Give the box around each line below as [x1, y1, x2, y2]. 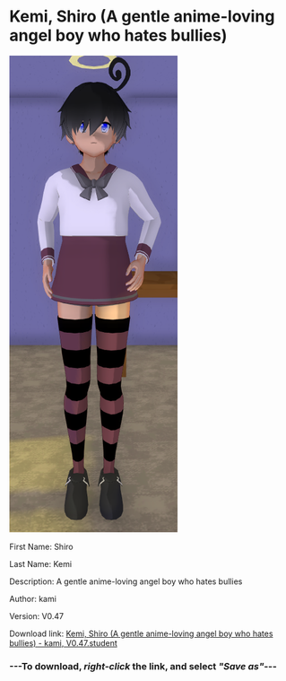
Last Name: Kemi [9, 558, 73, 569]
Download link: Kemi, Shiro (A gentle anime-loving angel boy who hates [9, 628, 273, 639]
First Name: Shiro [9, 541, 74, 552]
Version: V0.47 [9, 610, 65, 621]
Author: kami [9, 593, 56, 604]
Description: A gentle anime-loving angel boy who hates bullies [9, 576, 243, 587]
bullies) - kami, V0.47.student [9, 637, 118, 648]
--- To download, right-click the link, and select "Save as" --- [9, 659, 278, 672]
